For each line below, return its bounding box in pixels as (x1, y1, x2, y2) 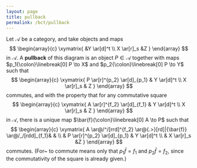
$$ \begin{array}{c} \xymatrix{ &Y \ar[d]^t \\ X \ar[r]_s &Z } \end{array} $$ (9, 45, 189, 52)
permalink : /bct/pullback (6, 19, 69, 25)
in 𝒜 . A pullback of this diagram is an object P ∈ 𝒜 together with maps (6, 54, 179, 62)
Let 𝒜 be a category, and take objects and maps (6, 36, 123, 43)
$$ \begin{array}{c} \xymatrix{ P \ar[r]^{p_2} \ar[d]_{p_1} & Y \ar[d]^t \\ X (11, 76, 187, 83)
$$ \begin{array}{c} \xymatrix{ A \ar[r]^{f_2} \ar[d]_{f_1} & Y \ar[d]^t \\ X (12, 101, 186, 108)
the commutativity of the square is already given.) (6, 155, 127, 162)
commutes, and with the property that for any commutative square (6, 92, 168, 99)
